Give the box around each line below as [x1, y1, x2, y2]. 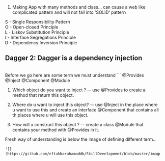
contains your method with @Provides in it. [12, 127, 99, 133]
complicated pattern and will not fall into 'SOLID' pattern [12, 9, 126, 15]
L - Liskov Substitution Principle [5, 29, 70, 35]
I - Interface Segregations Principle [5, 34, 76, 40]
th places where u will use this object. [12, 112, 89, 118]
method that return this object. [12, 92, 74, 98]
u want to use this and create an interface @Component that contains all [12, 107, 159, 112]
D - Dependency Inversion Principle [5, 40, 77, 46]
